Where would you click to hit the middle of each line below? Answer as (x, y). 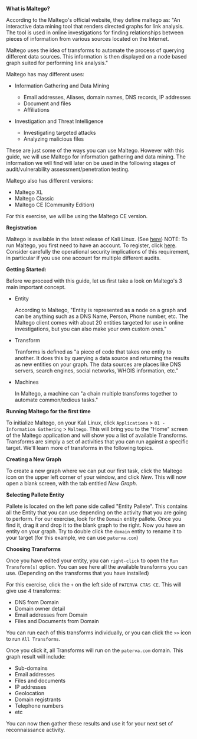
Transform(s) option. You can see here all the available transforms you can (97, 567)
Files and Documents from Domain (57, 621)
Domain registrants (38, 699)
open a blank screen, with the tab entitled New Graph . (72, 483)
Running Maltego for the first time (49, 411)
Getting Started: (26, 269)
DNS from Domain (37, 602)
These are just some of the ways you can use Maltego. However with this (95, 150)
